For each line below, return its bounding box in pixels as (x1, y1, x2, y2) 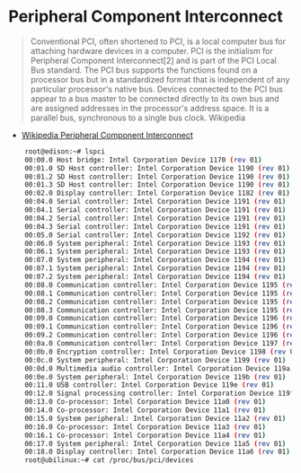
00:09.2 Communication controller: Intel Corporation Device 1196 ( (24, 330, 287, 340)
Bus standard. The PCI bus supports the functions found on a (30, 65, 258, 75)
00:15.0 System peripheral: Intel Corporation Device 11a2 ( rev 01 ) (24, 414, 287, 423)
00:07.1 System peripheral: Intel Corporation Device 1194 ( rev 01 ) (24, 264, 287, 273)
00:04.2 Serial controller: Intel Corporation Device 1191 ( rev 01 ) (24, 214, 287, 223)
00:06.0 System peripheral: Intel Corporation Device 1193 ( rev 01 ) (24, 239, 287, 248)
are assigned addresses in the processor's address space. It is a (30, 102, 270, 113)
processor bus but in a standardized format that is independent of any (30, 74, 290, 84)
